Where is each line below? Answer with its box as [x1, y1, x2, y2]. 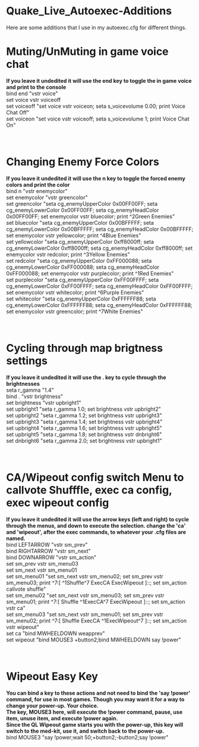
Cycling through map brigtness [6, 342, 163, 355]
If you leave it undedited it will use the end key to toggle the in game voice [6, 77, 192, 84]
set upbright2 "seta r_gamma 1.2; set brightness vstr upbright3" [6, 411, 162, 419]
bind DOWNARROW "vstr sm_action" [6, 553, 97, 561]
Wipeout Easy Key [6, 669, 98, 683]
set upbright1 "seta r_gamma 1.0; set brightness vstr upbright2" [6, 405, 162, 413]
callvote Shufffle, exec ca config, [6, 483, 172, 497]
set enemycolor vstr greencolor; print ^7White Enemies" [6, 308, 143, 315]
